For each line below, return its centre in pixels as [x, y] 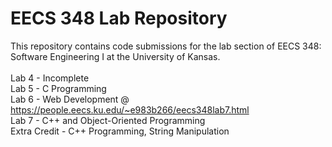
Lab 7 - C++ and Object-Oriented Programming [108, 120]
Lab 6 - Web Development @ [70, 99]
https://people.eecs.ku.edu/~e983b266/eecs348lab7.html [130, 109]
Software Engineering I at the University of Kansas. [115, 56]
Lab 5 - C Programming [58, 88]
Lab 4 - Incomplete [50, 78]
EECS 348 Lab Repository [119, 18]
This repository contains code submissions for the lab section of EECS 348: [166, 46]
